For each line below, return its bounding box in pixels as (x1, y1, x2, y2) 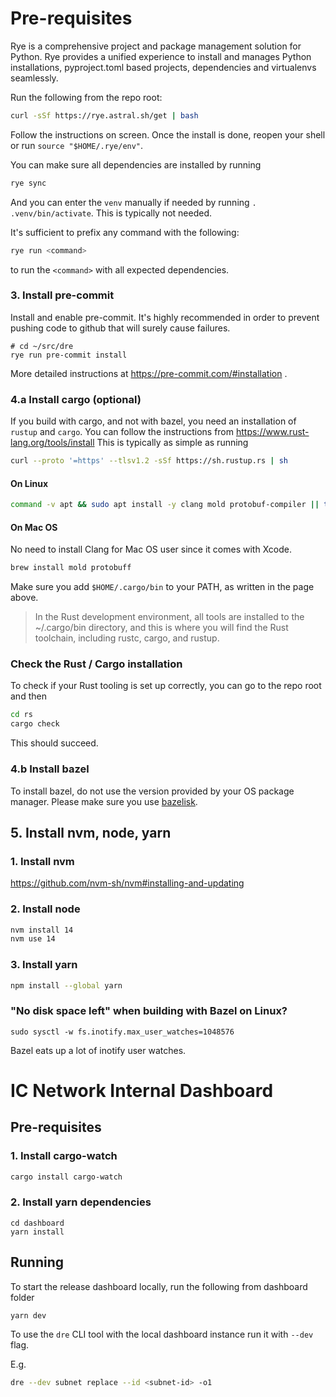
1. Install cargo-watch (10, 1149, 118, 1163)
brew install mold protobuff (10, 563, 132, 573)
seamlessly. (10, 72, 59, 84)
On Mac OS (10, 521, 58, 533)
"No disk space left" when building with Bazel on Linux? (10, 1004, 288, 1018)
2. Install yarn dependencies (10, 1195, 152, 1209)
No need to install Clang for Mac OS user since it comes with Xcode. (10, 543, 292, 556)
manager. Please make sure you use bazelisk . (10, 795, 198, 807)
